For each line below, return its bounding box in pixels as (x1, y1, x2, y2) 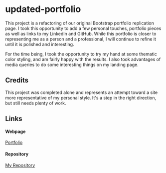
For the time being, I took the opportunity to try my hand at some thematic (5, 51, 157, 57)
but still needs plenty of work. (5, 100, 66, 106)
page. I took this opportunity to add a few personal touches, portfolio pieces (5, 25, 162, 31)
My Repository (5, 162, 35, 168)
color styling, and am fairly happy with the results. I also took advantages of (5, 56, 161, 62)
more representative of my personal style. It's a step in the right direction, (5, 94, 157, 100)
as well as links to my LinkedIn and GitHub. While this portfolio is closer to (5, 30, 157, 36)
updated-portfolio (5, 3, 81, 15)
